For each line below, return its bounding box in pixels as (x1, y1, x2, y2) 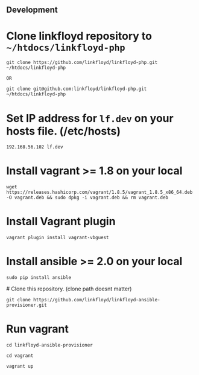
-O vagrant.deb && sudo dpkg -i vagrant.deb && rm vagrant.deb (6, 194, 169, 201)
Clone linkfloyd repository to (6, 29, 153, 43)
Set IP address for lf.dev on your (6, 111, 174, 125)
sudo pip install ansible (6, 275, 71, 281)
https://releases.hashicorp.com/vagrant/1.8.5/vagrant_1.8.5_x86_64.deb (6, 190, 193, 196)
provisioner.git (6, 302, 47, 309)
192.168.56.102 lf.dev (6, 144, 63, 150)
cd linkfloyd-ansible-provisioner (6, 342, 93, 348)
